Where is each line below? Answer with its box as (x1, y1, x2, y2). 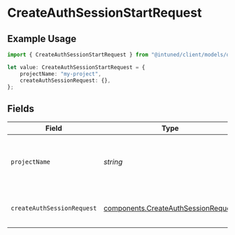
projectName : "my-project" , (20, 70, 101, 78)
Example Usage (7, 33, 77, 45)
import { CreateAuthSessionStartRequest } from (7, 51, 149, 58)
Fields (7, 103, 35, 115)
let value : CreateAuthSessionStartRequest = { (7, 64, 145, 71)
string (104, 157, 123, 167)
